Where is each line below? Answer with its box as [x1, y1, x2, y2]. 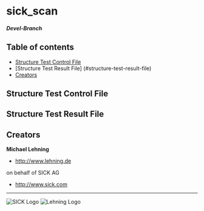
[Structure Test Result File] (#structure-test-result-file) [15, 65, 152, 72]
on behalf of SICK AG [6, 169, 59, 177]
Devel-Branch [6, 24, 42, 31]
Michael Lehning [6, 146, 50, 153]
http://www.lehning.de [15, 157, 72, 164]
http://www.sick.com [15, 181, 68, 188]
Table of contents [6, 42, 74, 53]
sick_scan [6, 4, 58, 18]
